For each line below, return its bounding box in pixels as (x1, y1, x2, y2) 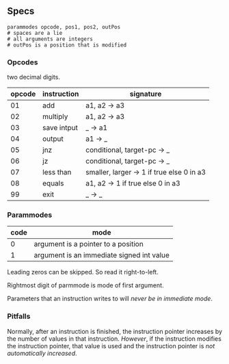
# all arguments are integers (7, 36, 94, 42)
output (42, 134, 64, 144)
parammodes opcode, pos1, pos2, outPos (7, 23, 121, 30)
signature (129, 89, 162, 99)
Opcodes (7, 57, 38, 67)
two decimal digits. (7, 73, 60, 81)
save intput (42, 123, 79, 133)
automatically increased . (7, 349, 77, 357)
